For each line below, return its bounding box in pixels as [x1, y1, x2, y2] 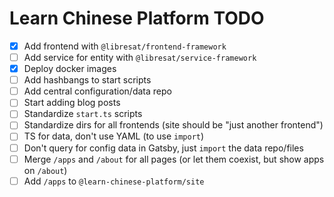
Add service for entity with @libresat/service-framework [23, 52, 257, 63]
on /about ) [23, 164, 68, 176]
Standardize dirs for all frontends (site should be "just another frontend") [23, 119, 324, 131]
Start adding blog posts [23, 97, 121, 109]
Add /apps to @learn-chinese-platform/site [23, 175, 205, 187]
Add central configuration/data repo [23, 85, 172, 97]
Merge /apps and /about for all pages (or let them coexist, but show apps [23, 153, 325, 165]
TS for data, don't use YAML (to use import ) [23, 130, 205, 142]
